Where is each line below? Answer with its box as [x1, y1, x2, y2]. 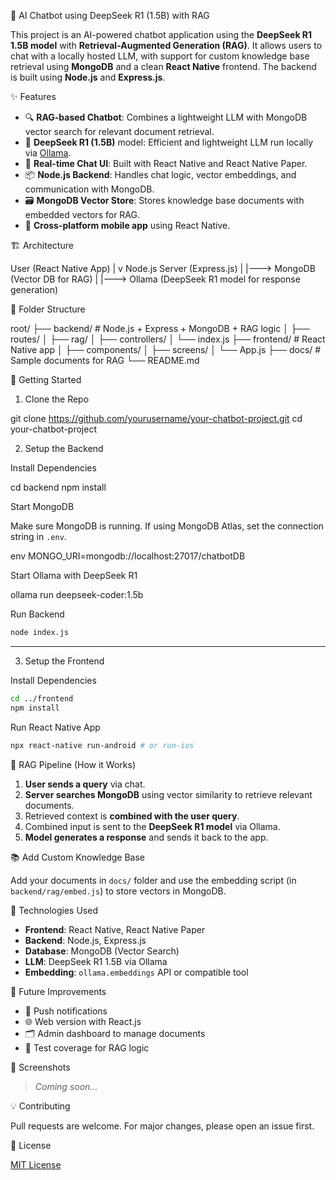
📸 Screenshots [10, 1061, 71, 1073]
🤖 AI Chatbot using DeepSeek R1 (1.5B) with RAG [10, 10, 210, 21]
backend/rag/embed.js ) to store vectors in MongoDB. [10, 885, 227, 897]
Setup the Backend [24, 443, 104, 454]
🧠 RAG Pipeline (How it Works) [10, 758, 137, 770]
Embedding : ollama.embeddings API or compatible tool [24, 966, 249, 978]
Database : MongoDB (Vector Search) [24, 945, 180, 957]
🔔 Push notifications [24, 1005, 108, 1017]
